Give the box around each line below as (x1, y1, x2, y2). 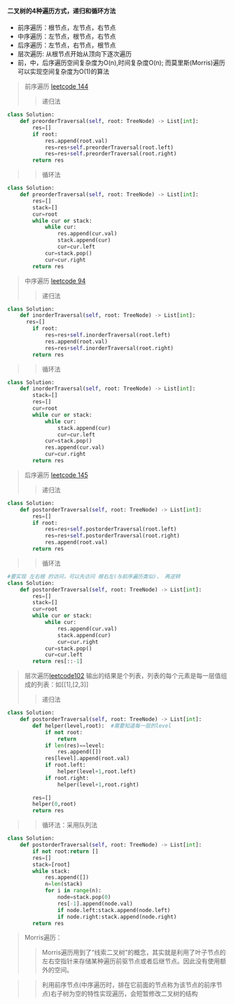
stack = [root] (32, 861, 71, 868)
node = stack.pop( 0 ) (57, 894, 111, 901)
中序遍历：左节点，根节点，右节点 (17, 32, 116, 41)
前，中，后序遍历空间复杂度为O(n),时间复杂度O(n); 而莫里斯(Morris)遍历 (17, 58, 226, 67)
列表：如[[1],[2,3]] (36, 680, 89, 689)
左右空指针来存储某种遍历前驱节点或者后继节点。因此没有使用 (41, 957, 221, 965)
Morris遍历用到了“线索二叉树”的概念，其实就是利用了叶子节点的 (41, 948, 226, 957)
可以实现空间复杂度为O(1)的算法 (17, 67, 110, 76)
